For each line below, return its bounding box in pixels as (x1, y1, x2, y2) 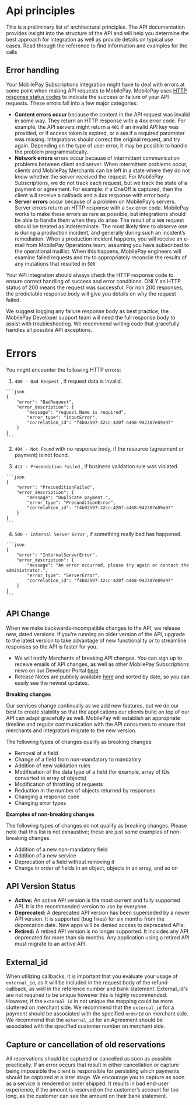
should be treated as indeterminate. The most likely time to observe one (14, 222, 188, 229)
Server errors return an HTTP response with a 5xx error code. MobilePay (14, 204, 189, 211)
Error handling (6, 66, 60, 76)
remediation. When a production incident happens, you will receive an (14, 235, 183, 242)
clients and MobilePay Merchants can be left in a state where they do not (14, 167, 190, 174)
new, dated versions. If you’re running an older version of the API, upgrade (6, 630, 185, 637)
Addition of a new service (14, 852, 76, 859)
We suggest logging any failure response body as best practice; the (6, 307, 169, 314)
